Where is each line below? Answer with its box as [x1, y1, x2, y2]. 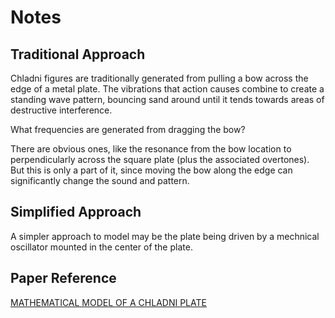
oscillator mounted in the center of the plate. [10, 241, 193, 253]
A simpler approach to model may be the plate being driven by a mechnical [10, 230, 320, 242]
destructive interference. [10, 104, 113, 116]
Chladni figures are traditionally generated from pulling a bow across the [10, 72, 309, 84]
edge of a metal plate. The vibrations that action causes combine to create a [10, 83, 325, 95]
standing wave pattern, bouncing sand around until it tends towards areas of [10, 94, 325, 105]
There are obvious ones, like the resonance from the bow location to [10, 143, 292, 155]
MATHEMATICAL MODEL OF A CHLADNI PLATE [10, 296, 207, 308]
